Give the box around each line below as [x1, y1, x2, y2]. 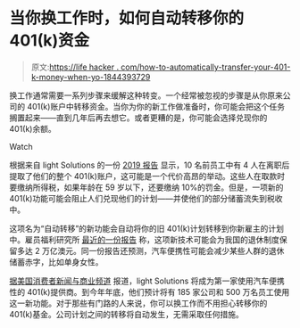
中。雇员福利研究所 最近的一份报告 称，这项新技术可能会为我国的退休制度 [9, 234, 279, 245]
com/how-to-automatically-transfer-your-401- [120, 61, 291, 72]
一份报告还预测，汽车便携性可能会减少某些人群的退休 [88, 245, 285, 256]
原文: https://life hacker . [30, 61, 119, 72]
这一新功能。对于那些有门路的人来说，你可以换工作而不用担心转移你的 [9, 298, 268, 308]
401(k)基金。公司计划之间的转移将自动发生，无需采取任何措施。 [9, 308, 244, 319]
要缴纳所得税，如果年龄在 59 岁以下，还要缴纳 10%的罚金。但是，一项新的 [9, 182, 284, 193]
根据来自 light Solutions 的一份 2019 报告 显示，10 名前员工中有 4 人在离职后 [9, 160, 290, 170]
